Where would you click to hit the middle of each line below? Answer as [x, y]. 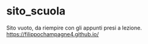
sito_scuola [36, 11]
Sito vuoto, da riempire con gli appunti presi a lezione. [74, 28]
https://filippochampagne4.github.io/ [53, 34]
